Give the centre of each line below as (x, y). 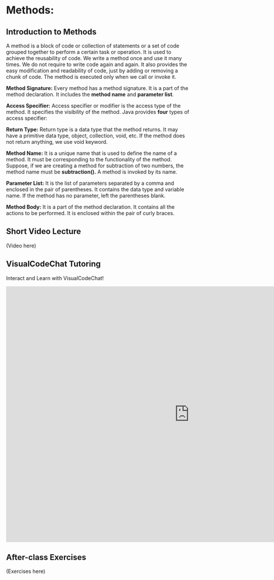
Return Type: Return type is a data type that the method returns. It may (92, 130)
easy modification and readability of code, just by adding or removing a (92, 70)
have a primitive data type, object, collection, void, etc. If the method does (96, 136)
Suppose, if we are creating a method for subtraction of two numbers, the (95, 165)
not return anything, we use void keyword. (57, 142)
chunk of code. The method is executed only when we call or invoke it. (91, 77)
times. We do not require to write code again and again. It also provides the (97, 64)
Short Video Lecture (44, 232)
